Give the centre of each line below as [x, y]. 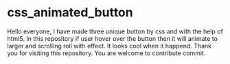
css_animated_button [70, 13]
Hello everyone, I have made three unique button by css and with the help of [115, 31]
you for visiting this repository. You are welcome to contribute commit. [106, 53]
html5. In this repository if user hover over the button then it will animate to [113, 38]
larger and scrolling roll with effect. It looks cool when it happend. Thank [109, 46]
